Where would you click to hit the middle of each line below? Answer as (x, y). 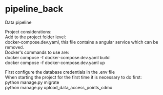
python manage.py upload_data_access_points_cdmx (59, 87)
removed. (15, 47)
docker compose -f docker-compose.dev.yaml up (55, 63)
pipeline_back (34, 9)
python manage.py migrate (32, 82)
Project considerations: (28, 32)
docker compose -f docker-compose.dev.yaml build (57, 57)
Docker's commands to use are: (37, 52)
